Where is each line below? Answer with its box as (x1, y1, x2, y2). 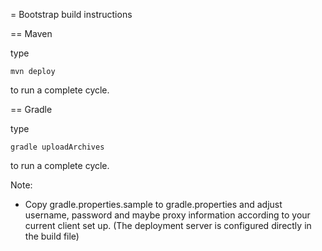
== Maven (10, 28, 53, 39)
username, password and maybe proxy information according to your (24, 209, 311, 221)
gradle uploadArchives (10, 142, 105, 152)
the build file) (24, 230, 80, 242)
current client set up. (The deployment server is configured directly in (24, 220, 312, 231)
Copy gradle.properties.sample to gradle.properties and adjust (24, 199, 283, 210)
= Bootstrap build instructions (10, 9, 133, 20)
